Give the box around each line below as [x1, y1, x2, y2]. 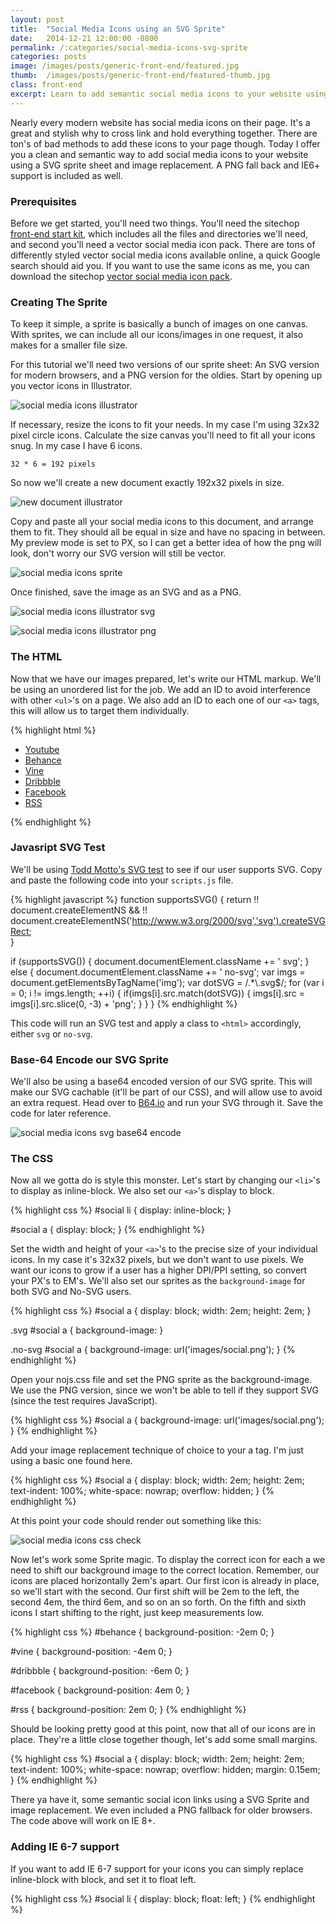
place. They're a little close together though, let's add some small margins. [10, 1734, 318, 1746]
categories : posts [10, 52, 87, 62]
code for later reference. [10, 1107, 112, 1120]
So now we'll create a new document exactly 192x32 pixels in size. [10, 477, 285, 489]
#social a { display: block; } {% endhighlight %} [10, 1224, 205, 1236]
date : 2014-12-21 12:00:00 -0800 [10, 33, 159, 43]
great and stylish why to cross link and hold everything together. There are [10, 127, 318, 139]
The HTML [10, 650, 63, 664]
